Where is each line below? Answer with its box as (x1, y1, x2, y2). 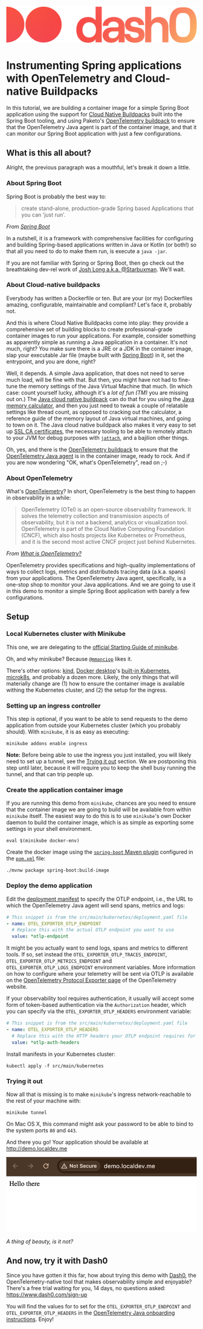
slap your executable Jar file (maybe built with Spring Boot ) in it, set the (6, 351, 184, 359)
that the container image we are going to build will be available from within (6, 806, 192, 813)
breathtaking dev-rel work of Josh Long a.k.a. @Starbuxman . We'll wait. (6, 265, 185, 273)
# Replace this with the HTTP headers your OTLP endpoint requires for (11, 1033, 196, 1039)
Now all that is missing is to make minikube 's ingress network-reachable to (6, 1091, 192, 1098)
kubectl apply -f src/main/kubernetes (6, 1063, 104, 1069)
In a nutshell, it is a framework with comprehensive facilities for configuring (6, 234, 193, 242)
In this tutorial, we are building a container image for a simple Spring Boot (6, 104, 189, 112)
